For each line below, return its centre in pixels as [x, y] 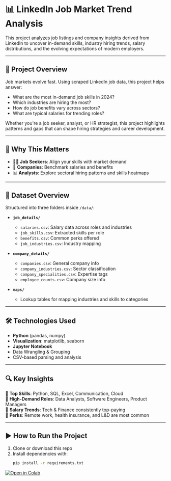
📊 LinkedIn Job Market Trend [69, 9]
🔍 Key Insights [30, 379]
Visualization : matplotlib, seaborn [48, 341]
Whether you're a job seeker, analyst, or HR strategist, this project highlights [85, 123]
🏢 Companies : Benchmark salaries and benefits [63, 167]
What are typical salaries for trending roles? [58, 113]
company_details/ [31, 254]
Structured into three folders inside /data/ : [50, 208]
